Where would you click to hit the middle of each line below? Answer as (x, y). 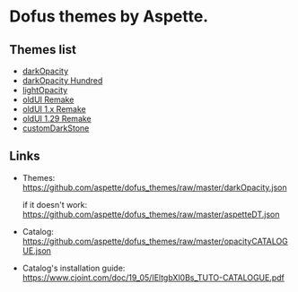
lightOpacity (45, 90)
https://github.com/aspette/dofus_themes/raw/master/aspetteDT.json (151, 214)
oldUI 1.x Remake (54, 109)
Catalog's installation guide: (74, 268)
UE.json (37, 250)
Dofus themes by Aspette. (109, 17)
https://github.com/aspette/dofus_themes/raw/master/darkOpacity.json (154, 187)
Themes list (43, 50)
